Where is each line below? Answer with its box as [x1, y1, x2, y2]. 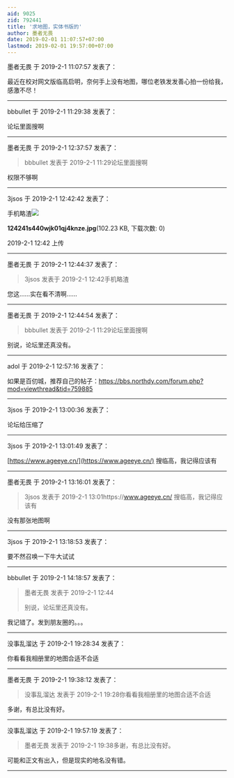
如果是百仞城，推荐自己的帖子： [7, 377, 99, 385]
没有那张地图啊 [7, 516, 50, 524]
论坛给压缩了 [7, 421, 44, 428]
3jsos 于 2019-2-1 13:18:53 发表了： [7, 538, 109, 545]
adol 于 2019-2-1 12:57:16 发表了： [7, 362, 106, 370]
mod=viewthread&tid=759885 [7, 384, 93, 393]
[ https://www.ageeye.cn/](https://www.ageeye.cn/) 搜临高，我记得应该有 [7, 457, 217, 465]
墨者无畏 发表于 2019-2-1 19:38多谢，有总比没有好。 [24, 741, 175, 749]
